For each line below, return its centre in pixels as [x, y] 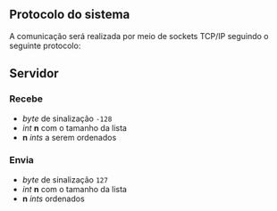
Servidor [34, 73]
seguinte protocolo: [45, 45]
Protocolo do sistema [70, 15]
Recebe [26, 99]
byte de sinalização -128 [67, 118]
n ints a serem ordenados [69, 137]
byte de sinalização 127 [65, 179]
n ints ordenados [53, 199]
